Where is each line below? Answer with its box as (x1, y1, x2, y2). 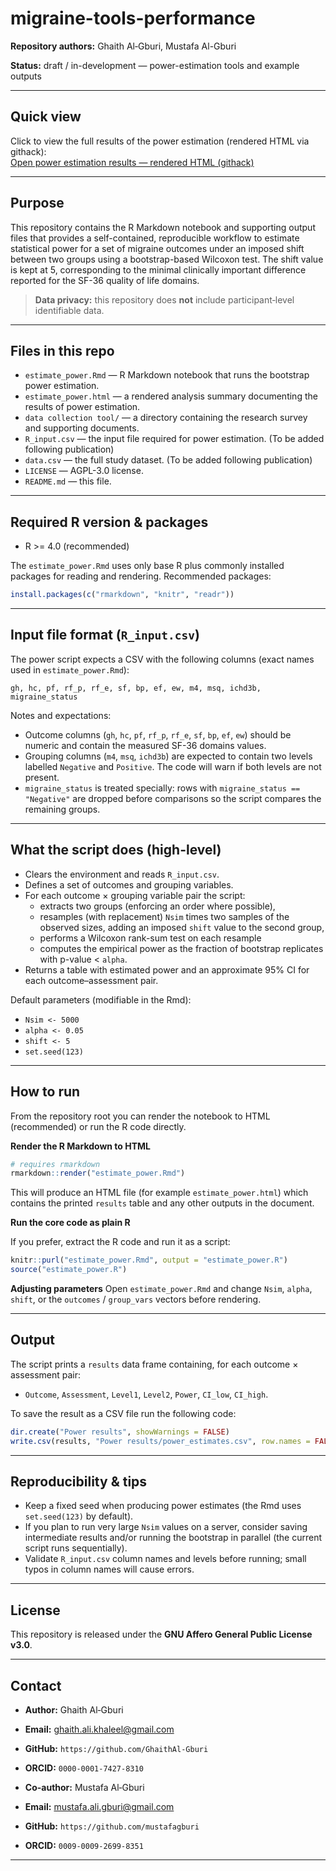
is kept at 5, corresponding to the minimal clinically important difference (10, 263, 307, 276)
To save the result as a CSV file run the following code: (10, 1407, 237, 1419)
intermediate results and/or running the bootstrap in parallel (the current (24, 1532, 323, 1544)
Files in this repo (10, 342, 115, 359)
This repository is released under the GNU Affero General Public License (10, 1628, 313, 1641)
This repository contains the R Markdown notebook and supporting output (10, 221, 316, 233)
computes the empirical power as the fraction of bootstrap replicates (39, 942, 324, 954)
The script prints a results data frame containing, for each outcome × (10, 1358, 299, 1370)
